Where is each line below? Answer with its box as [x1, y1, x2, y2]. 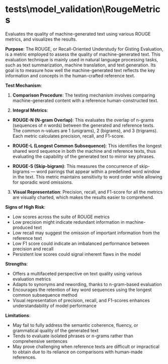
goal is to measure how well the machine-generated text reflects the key [5, 67, 155, 73]
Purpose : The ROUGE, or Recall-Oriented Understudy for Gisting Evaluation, [5, 46, 163, 52]
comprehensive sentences [12, 338, 68, 344]
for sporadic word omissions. [12, 179, 73, 185]
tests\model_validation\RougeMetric [5, 4, 161, 15]
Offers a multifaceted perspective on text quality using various [12, 270, 142, 277]
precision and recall [12, 245, 54, 252]
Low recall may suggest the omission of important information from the [12, 230, 160, 236]
